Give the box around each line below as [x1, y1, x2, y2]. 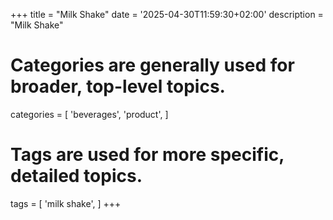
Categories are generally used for [10, 54, 295, 77]
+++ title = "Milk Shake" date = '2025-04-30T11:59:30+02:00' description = [10, 9, 324, 20]
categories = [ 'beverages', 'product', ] [10, 108, 169, 120]
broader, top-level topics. [10, 75, 226, 98]
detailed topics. [10, 165, 143, 188]
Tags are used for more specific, [10, 144, 285, 166]
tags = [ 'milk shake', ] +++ [10, 197, 122, 209]
